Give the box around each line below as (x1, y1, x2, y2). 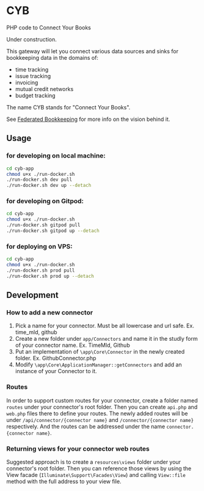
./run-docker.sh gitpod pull (6, 222, 81, 228)
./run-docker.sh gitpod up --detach (6, 228, 100, 234)
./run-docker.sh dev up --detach (6, 183, 92, 189)
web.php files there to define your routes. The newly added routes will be (6, 410, 188, 417)
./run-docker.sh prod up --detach (6, 273, 95, 279)
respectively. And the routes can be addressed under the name (6, 423, 166, 430)
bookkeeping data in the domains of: (6, 54, 99, 61)
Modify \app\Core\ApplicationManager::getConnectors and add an (15, 361, 182, 368)
